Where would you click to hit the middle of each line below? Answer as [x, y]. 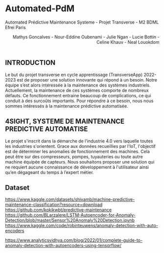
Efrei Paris [15, 27]
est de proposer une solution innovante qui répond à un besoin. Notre [87, 80]
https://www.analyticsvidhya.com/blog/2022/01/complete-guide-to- [74, 240]
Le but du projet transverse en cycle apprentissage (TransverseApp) [74, 75]
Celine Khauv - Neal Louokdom [128, 42]
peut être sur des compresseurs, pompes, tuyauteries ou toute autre [74, 156]
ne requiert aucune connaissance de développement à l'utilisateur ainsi [77, 167]
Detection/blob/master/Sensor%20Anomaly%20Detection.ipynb [70, 220]
